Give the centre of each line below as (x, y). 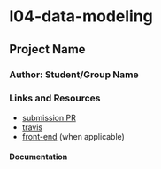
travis (32, 127)
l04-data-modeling (81, 16)
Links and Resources (55, 98)
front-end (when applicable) (73, 136)
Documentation (38, 157)
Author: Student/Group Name (74, 75)
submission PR (49, 117)
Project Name (47, 49)
